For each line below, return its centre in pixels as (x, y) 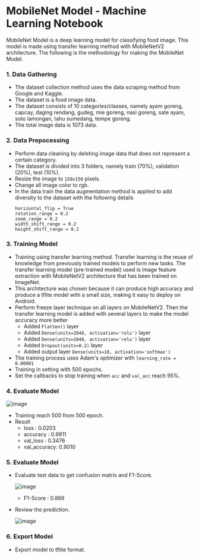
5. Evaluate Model (33, 462)
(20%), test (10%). (37, 172)
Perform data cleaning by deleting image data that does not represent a (102, 153)
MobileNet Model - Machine (76, 11)
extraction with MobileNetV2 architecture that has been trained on (96, 276)
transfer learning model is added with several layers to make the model (102, 313)
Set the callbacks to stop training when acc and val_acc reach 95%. (97, 376)
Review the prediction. (42, 510)
